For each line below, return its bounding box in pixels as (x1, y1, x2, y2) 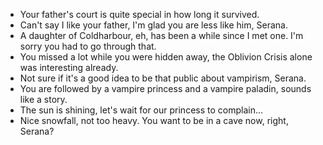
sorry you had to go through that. (19, 40, 157, 52)
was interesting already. (19, 62, 119, 73)
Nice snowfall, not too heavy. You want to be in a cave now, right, (19, 115, 289, 126)
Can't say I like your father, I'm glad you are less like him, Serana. (19, 19, 288, 31)
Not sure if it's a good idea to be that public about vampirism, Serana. (19, 72, 307, 84)
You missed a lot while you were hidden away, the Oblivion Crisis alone (19, 51, 313, 63)
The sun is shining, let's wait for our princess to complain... (19, 104, 264, 116)
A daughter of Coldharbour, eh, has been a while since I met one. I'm (19, 30, 304, 41)
